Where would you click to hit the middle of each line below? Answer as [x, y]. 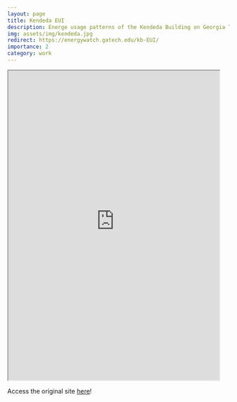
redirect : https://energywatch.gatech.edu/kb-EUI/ [83, 40]
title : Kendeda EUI [36, 21]
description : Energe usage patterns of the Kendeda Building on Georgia [116, 27]
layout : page [26, 14]
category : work [30, 54]
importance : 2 [28, 47]
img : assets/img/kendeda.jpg [50, 34]
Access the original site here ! [50, 391]
